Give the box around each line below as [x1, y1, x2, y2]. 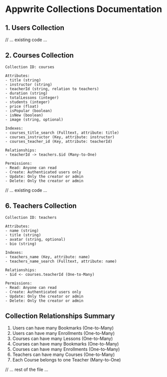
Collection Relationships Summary [5, 312, 115, 320]
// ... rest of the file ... [5, 366, 48, 372]
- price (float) [5, 104, 39, 109]
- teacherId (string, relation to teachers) [5, 86, 99, 91]
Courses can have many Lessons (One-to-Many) [12, 335, 113, 341]
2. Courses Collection [5, 51, 74, 60]
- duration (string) [5, 91, 48, 96]
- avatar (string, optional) [5, 237, 66, 242]
